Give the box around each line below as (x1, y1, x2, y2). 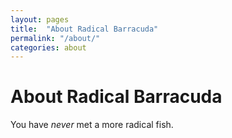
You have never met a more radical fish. (10, 119, 174, 131)
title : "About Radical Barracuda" (10, 24, 159, 34)
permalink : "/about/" (10, 33, 101, 43)
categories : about (10, 42, 87, 53)
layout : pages (10, 14, 70, 25)
